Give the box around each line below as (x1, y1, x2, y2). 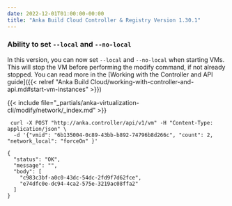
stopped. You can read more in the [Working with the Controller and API (7, 70, 213, 79)
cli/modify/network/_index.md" (7, 106, 96, 114)
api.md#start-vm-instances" (7, 85, 89, 93)
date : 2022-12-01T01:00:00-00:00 (7, 10, 105, 17)
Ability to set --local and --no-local (7, 40, 132, 49)
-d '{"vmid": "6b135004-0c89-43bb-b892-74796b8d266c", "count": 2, (13, 132, 214, 138)
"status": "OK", (13, 156, 61, 163)
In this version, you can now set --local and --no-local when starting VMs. (7, 55, 225, 63)
